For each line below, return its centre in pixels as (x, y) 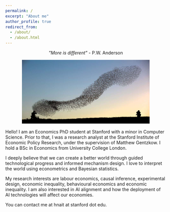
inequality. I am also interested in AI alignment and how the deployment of (83, 189)
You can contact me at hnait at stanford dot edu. (56, 205)
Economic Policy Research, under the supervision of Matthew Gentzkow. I (83, 142)
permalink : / (19, 11)
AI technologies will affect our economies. (50, 195)
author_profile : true (28, 21)
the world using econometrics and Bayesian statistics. (62, 169)
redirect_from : (21, 27)
